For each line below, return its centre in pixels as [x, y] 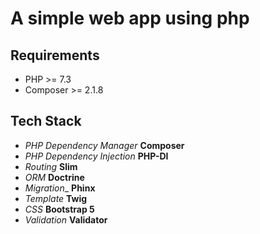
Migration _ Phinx [60, 188]
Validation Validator [66, 219]
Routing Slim [51, 166]
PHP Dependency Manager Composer [104, 145]
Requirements [55, 55]
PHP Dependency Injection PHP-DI [96, 156]
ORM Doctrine [54, 177]
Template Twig [56, 198]
